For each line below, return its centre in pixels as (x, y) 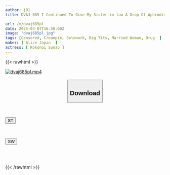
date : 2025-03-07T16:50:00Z (35, 28)
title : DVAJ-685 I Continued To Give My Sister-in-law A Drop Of (75, 15)
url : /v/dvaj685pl (25, 24)
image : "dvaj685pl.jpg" (30, 33)
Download (85, 93)
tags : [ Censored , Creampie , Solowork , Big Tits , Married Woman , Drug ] (83, 38)
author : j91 (18, 10)
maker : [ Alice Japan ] (31, 43)
